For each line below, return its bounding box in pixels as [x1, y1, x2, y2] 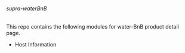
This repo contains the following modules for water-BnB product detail [6, 23, 179, 30]
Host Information [14, 41, 57, 48]
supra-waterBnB [6, 5, 47, 12]
